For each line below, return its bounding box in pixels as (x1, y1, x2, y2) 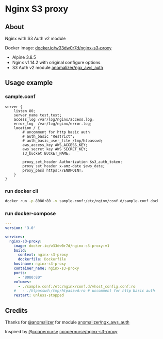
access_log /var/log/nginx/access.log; (14, 117, 95, 122)
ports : (14, 270, 27, 275)
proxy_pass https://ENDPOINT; (22, 168, 83, 173)
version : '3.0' (5, 226, 36, 231)
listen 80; (14, 108, 36, 113)
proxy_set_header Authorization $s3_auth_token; (22, 159, 123, 164)
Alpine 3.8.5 (12, 54, 36, 60)
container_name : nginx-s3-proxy (14, 266, 79, 271)
